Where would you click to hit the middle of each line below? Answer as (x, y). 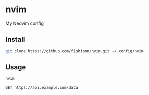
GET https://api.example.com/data (42, 88)
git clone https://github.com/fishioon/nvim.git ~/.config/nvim (74, 51)
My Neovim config (25, 23)
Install (15, 39)
